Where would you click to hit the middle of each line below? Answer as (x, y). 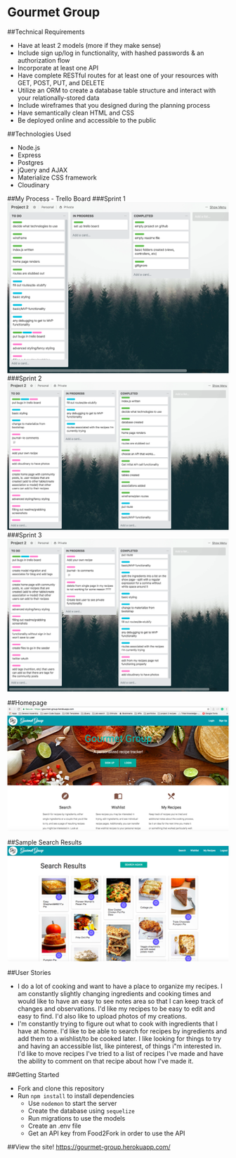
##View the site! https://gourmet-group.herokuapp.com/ (89, 1147)
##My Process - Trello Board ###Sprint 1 (66, 199)
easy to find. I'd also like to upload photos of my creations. (102, 1016)
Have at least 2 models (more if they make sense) (89, 45)
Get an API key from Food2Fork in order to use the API (106, 1133)
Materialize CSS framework (57, 178)
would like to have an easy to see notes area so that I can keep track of (120, 1001)
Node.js (29, 147)
